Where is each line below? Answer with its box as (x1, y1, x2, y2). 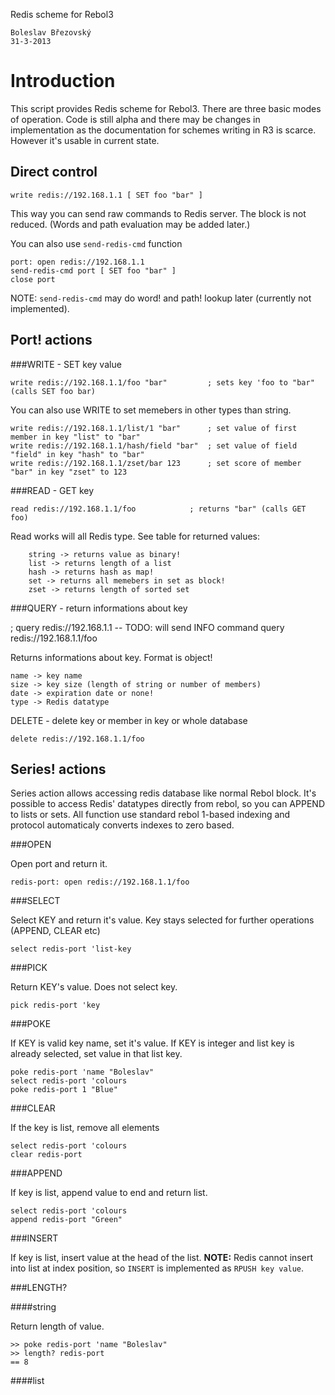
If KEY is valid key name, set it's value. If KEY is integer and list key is (10, 1037, 295, 1049)
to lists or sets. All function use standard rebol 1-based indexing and (10, 809, 291, 821)
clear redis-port (10, 1150, 83, 1160)
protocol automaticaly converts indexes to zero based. (10, 819, 235, 831)
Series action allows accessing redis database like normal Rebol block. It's (10, 787, 317, 799)
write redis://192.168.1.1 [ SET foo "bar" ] (10, 190, 203, 200)
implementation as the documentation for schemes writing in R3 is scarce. (10, 124, 317, 136)
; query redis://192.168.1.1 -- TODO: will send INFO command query (10, 621, 285, 633)
